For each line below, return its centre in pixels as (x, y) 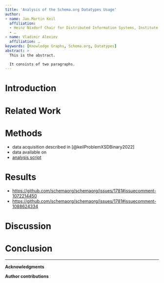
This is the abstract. (32, 55)
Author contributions (27, 276)
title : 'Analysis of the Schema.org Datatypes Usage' (61, 10)
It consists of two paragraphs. (42, 64)
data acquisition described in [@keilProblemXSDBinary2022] (73, 147)
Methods (24, 133)
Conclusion (29, 248)
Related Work (33, 111)
